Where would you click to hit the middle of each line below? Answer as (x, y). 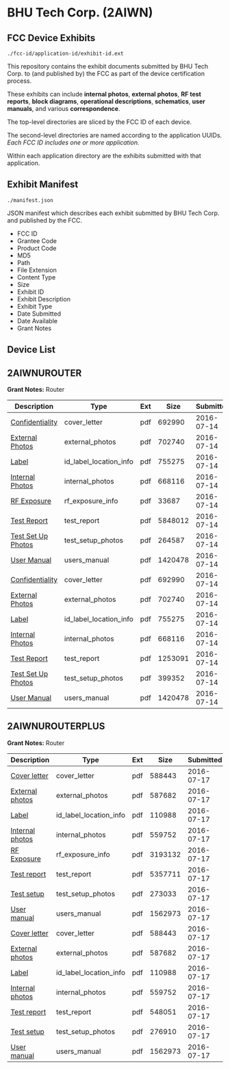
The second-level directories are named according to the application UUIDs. (115, 135)
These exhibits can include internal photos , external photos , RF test (104, 94)
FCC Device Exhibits (51, 38)
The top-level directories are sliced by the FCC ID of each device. (100, 122)
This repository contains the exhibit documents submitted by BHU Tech (108, 66)
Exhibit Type (35, 306)
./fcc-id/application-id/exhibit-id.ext (66, 53)
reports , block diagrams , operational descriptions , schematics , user (106, 101)
